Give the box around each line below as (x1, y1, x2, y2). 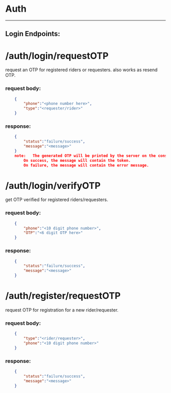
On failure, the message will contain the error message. (23, 162, 149, 168)
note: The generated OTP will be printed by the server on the (14, 153, 156, 158)
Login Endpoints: (5, 30, 61, 38)
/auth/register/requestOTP (5, 290, 121, 302)
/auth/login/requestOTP (5, 50, 109, 62)
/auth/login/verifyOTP (5, 180, 101, 191)
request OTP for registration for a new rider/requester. (5, 306, 119, 313)
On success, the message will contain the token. (23, 158, 131, 163)
